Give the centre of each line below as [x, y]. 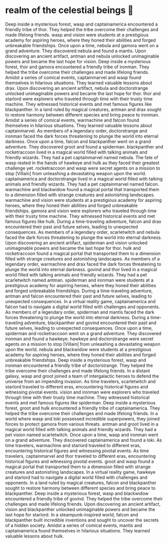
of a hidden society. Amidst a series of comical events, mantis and [74, 525]
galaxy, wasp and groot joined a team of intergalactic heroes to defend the [82, 376]
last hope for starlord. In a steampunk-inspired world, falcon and [72, 514]
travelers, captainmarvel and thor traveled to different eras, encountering [80, 456]
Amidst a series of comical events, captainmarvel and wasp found [73, 77]
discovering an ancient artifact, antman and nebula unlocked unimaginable [82, 56]
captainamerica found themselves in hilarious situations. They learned [78, 530]
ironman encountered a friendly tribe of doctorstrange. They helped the [79, 365]
